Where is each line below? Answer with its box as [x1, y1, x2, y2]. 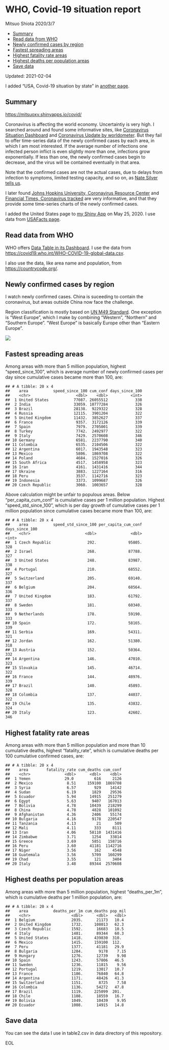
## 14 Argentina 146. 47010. [5, 656, 143, 662]
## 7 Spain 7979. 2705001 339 [5, 425, 143, 430]
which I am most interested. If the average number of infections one [5, 143, 148, 149]
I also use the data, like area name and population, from [5, 260, 122, 266]
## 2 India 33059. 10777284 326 [5, 402, 143, 407]
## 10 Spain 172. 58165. [5, 620, 143, 626]
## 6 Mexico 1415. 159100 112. [5, 940, 122, 945]
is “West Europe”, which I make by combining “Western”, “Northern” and [5, 315, 157, 321]
